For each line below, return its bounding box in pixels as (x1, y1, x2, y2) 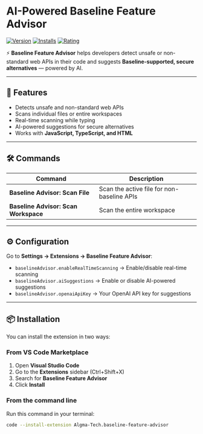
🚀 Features (6, 88, 48, 98)
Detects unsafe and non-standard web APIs (14, 104, 124, 111)
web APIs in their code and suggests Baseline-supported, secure (30, 58, 195, 65)
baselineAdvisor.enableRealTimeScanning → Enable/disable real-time (14, 265, 187, 272)
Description (129, 174, 164, 183)
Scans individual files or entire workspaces (14, 110, 123, 117)
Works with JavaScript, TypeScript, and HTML (14, 129, 133, 137)
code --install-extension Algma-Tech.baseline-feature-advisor (6, 422, 169, 428)
